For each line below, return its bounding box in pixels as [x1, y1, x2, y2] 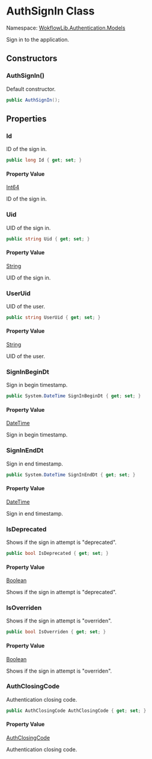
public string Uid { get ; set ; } [6, 235, 90, 242]
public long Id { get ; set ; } [6, 157, 82, 164]
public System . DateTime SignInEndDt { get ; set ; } [6, 472, 136, 478]
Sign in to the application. [6, 36, 69, 43]
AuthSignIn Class [6, 4, 95, 18]
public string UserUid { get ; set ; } [6, 314, 101, 321]
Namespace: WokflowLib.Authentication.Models [6, 24, 126, 31]
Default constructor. [6, 85, 56, 92]
